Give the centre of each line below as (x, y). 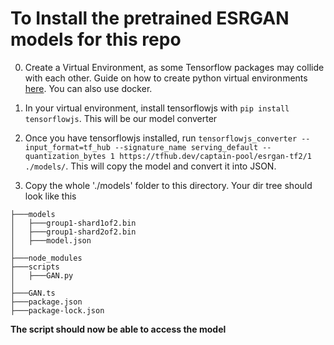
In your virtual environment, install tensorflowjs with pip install (157, 108)
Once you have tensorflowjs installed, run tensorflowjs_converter (161, 138)
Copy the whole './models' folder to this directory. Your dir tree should (168, 185)
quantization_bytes (65, 156)
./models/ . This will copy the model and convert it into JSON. (150, 166)
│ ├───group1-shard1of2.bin (73, 223)
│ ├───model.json (51, 240)
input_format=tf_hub (67, 147)
